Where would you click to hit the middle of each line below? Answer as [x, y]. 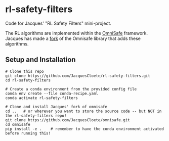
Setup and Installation [40, 60]
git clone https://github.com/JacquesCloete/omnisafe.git [68, 120]
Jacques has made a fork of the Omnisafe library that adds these [73, 38]
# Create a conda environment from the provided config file [71, 89]
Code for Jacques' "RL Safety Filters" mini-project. [58, 23]
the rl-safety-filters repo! [36, 115]
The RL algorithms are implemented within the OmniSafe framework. [77, 33]
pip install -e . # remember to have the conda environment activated [85, 129]
